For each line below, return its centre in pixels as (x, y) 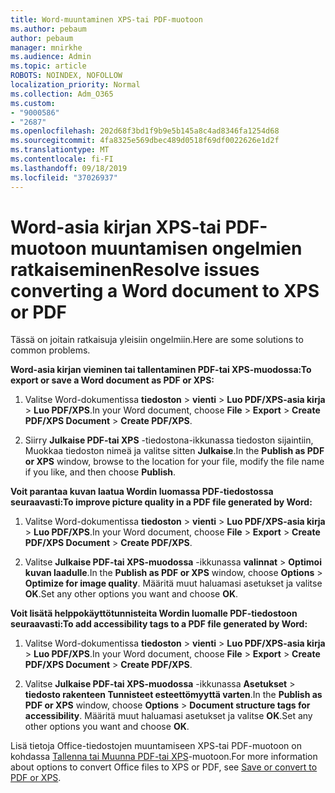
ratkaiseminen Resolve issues (135, 269)
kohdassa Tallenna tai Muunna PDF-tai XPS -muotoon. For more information (164, 757)
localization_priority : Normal (75, 85)
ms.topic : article (48, 66)
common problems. (50, 350)
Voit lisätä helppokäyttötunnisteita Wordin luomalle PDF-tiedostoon (154, 613)
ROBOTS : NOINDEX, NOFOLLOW (66, 76)
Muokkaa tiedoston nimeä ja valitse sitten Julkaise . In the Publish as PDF (174, 451)
